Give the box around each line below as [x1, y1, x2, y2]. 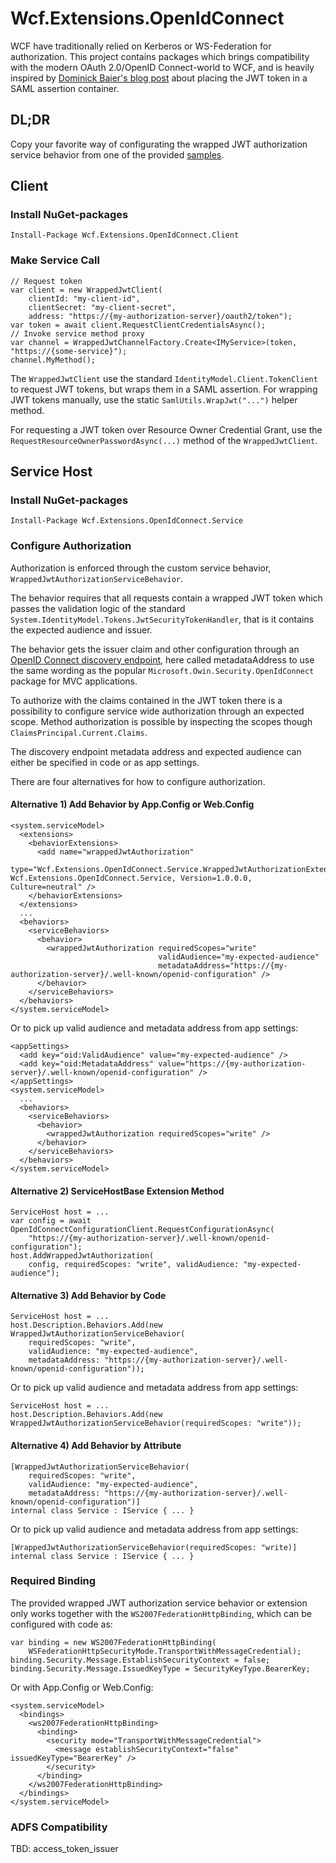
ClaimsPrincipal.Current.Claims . [10, 726, 148, 738]
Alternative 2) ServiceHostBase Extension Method [10, 1185, 225, 1197]
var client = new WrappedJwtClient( [10, 285, 163, 295]
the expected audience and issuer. [10, 623, 153, 636]
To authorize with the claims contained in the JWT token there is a [10, 694, 283, 706]
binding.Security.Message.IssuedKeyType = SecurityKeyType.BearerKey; [10, 1663, 311, 1674]
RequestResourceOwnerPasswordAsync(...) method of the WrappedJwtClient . [10, 434, 318, 446]
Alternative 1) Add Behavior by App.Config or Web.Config [10, 798, 255, 811]
